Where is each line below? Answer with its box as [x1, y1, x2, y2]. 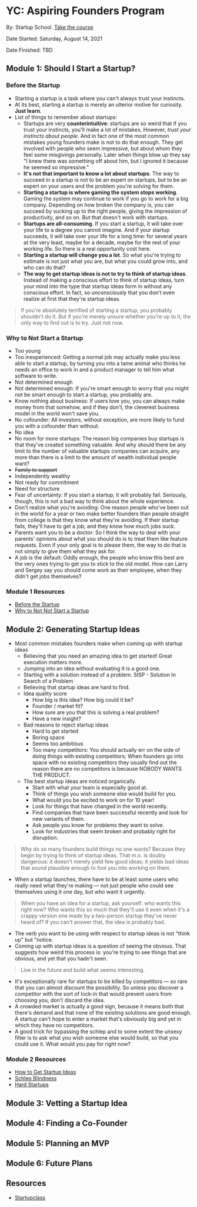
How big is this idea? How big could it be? [32, 696, 134, 703]
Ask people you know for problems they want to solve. [32, 821, 165, 829]
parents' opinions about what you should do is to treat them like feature [14, 535, 188, 542]
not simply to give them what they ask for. [14, 547, 116, 555]
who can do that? [23, 264, 66, 271]
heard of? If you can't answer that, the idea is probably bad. [20, 919, 166, 926]
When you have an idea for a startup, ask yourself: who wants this [20, 900, 181, 907]
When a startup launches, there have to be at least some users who [14, 876, 179, 883]
